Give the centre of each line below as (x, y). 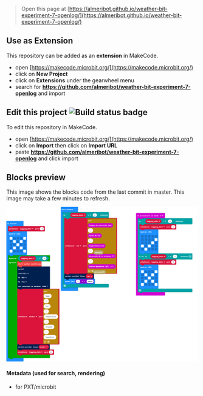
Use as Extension (40, 41)
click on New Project (41, 74)
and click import (58, 158)
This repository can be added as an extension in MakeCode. (82, 55)
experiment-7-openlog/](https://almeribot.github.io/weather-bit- (101, 15)
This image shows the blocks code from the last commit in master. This (95, 192)
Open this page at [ (45, 9)
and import (52, 93)
